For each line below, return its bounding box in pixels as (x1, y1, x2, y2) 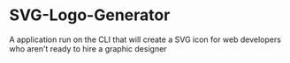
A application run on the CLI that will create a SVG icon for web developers (9, 34, 281, 45)
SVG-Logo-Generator (9, 5, 171, 25)
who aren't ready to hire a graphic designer (9, 43, 167, 53)
